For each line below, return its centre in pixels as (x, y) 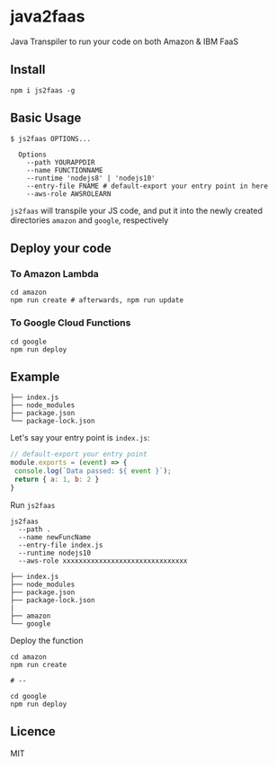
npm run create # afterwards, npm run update (97, 300)
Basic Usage (46, 118)
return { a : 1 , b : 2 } (57, 479)
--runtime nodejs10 (55, 553)
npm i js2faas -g (43, 90)
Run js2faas (33, 504)
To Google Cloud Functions (71, 323)
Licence (33, 731)
